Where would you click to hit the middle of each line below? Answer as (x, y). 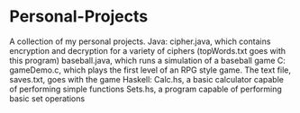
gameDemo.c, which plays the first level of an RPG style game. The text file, (150, 70)
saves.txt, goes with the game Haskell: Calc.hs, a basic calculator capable (146, 79)
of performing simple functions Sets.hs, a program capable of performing (145, 89)
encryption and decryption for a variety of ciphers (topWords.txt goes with (148, 50)
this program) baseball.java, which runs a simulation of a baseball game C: (148, 60)
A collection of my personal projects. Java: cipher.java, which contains (140, 41)
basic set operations (47, 98)
